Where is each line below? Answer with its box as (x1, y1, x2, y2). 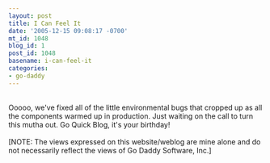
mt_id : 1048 (8, 34, 49, 43)
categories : (8, 65, 49, 73)
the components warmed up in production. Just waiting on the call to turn (8, 111, 253, 121)
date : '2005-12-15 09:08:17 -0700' (8, 27, 129, 35)
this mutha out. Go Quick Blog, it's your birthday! (8, 119, 171, 129)
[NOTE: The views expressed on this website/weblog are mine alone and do (8, 136, 261, 146)
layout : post (8, 11, 53, 20)
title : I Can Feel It (8, 19, 82, 27)
